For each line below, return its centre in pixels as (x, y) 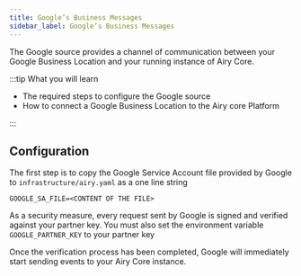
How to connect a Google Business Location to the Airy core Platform (151, 105)
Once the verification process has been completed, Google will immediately (149, 252)
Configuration (49, 151)
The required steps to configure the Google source (116, 96)
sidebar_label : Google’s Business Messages (92, 26)
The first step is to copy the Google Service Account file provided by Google (150, 173)
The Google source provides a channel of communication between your (142, 51)
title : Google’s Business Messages (76, 18)
